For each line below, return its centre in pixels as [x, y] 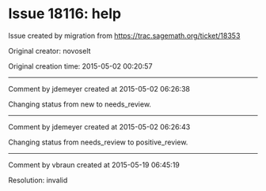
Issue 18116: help [65, 14]
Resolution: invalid [38, 180]
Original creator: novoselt [49, 51]
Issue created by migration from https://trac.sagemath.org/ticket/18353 [124, 36]
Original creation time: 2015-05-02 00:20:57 [80, 66]
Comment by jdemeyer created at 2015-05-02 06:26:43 [99, 126]
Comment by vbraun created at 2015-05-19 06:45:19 [94, 165]
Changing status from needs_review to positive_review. [98, 142]
